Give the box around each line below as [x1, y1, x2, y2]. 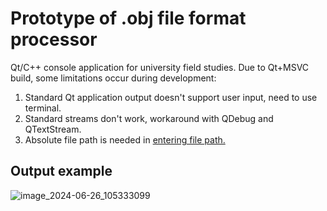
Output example [10, 163, 113, 180]
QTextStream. [24, 123, 82, 135]
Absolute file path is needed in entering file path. [24, 133, 226, 146]
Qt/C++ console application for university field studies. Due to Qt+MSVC [10, 61, 310, 73]
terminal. [24, 102, 62, 114]
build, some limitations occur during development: [10, 72, 217, 84]
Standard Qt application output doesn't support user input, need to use [24, 91, 318, 103]
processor [10, 28, 98, 51]
